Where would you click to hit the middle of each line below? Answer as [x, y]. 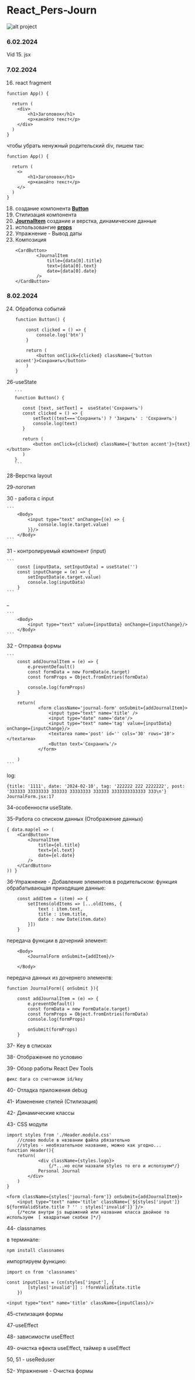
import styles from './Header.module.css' [59, 1135]
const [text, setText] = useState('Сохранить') [83, 408]
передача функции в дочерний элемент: [57, 940]
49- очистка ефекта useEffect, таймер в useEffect [69, 1348]
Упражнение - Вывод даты [49, 233]
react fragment [33, 82]
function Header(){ [30, 1150]
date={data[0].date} [72, 271]
